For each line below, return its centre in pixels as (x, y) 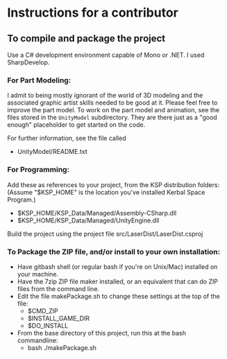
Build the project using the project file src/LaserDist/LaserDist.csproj (105, 234)
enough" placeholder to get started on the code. (76, 125)
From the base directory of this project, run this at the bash (101, 333)
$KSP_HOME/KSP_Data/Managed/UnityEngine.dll (88, 220)
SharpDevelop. (28, 62)
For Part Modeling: (39, 80)
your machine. (38, 274)
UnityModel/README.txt (52, 152)
